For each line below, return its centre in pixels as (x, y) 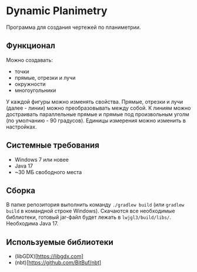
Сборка (21, 190)
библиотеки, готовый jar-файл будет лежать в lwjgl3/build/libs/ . (89, 217)
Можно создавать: (29, 60)
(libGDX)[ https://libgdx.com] (49, 256)
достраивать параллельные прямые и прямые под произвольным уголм (98, 114)
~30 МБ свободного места (48, 172)
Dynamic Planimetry (57, 11)
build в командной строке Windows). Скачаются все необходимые (91, 211)
